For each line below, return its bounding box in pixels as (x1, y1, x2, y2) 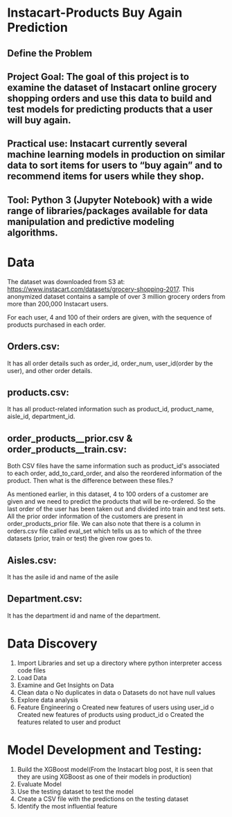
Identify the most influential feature (17, 802, 118, 810)
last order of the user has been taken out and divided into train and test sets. (7, 505, 226, 513)
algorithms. (7, 226, 59, 238)
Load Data (17, 673, 47, 682)
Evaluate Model (17, 779, 62, 788)
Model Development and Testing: (7, 742, 202, 758)
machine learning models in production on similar (7, 149, 226, 160)
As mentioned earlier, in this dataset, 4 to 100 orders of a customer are (7, 490, 209, 498)
